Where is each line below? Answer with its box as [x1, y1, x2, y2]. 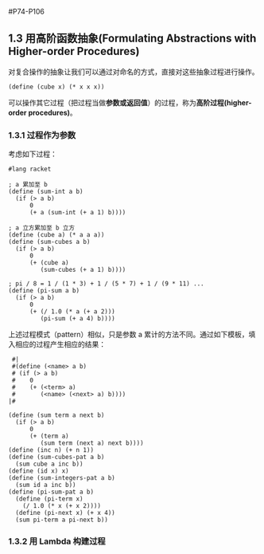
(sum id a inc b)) [15, 481, 77, 489]
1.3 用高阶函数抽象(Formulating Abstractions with [8, 32, 257, 45]
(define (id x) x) [8, 467, 69, 475]
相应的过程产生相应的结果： [14, 340, 106, 349]
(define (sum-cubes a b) [8, 238, 91, 246]
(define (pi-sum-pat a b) [8, 488, 94, 497]
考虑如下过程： [8, 149, 57, 159]
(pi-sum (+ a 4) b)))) [40, 315, 115, 323]
